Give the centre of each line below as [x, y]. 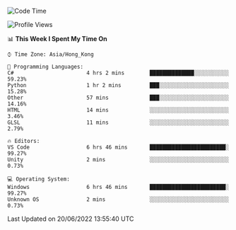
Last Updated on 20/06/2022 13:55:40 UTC [71, 219]
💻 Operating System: [39, 179]
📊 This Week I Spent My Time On [57, 39]
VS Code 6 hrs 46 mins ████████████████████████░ [118, 147]
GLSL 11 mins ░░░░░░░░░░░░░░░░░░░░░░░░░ [118, 122]
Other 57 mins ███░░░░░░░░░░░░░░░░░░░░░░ [118, 98]
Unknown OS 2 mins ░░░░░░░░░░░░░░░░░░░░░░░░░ [118, 200]
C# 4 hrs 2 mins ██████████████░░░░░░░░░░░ [118, 73]
